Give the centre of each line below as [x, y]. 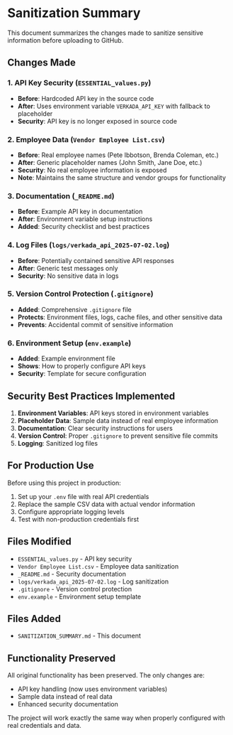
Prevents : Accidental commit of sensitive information [95, 324]
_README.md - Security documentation [72, 574]
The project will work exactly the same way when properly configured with [116, 718]
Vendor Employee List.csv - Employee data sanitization [98, 566]
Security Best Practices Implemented [91, 396]
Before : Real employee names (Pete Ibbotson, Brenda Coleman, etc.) [118, 155]
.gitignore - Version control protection [75, 589]
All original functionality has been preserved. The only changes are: [106, 675]
